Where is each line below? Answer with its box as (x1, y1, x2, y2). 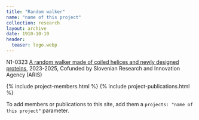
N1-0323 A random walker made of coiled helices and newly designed (6, 58, 179, 66)
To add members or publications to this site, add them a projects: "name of (6, 100, 193, 107)
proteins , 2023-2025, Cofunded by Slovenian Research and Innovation (6, 64, 180, 72)
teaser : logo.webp (11, 42, 58, 48)
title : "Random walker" (6, 8, 66, 15)
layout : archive (6, 25, 47, 32)
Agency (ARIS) (6, 71, 42, 78)
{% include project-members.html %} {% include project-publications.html (6, 82, 190, 90)
